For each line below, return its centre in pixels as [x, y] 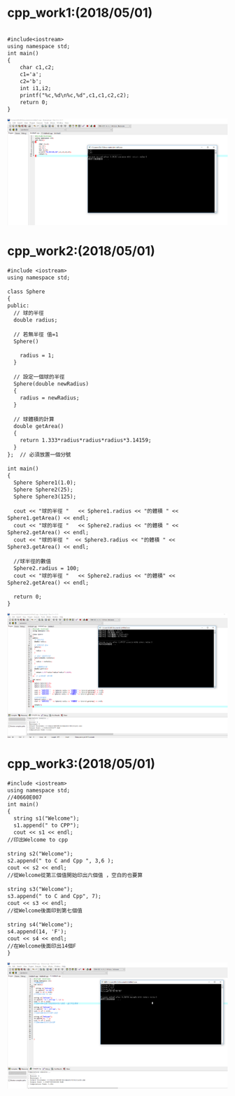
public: [19, 306]
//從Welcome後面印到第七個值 [45, 911]
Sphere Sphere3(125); [45, 497]
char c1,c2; [37, 67]
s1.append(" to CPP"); [47, 825]
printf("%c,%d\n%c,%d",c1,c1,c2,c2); [75, 95]
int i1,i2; [36, 88]
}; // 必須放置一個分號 [39, 455]
